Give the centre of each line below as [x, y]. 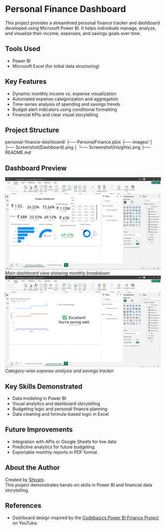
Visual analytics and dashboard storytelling [56, 404]
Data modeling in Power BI [39, 398]
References [23, 506]
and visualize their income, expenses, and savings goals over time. [73, 33]
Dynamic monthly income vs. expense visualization [64, 94]
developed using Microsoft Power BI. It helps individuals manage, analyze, [81, 28]
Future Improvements [39, 430]
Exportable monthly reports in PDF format [55, 452]
